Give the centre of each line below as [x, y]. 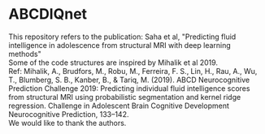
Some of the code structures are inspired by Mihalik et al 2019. [113, 63]
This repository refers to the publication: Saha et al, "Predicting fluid [122, 37]
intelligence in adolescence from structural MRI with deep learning [120, 45]
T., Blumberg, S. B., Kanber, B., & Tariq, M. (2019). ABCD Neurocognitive [129, 80]
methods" [25, 54]
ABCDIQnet [48, 14]
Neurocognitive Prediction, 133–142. [69, 114]
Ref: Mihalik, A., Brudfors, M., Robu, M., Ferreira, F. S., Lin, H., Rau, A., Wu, [133, 71]
